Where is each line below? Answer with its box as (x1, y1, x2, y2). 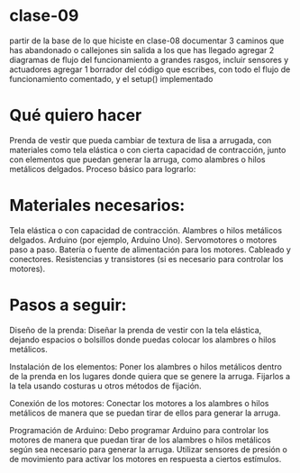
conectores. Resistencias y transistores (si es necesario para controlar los (9, 253, 284, 264)
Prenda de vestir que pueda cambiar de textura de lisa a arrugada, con (9, 134, 272, 145)
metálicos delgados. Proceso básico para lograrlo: (9, 163, 196, 174)
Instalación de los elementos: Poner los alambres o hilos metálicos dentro (9, 361, 282, 372)
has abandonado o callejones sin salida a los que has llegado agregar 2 (9, 44, 275, 55)
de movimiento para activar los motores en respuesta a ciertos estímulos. (9, 453, 282, 464)
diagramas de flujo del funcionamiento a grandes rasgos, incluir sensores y (9, 54, 289, 65)
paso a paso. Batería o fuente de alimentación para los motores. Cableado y (9, 244, 291, 255)
